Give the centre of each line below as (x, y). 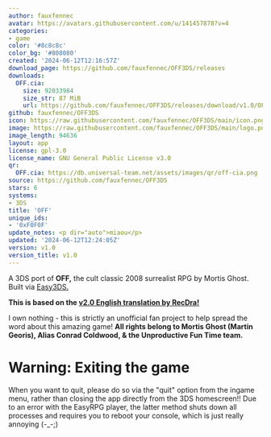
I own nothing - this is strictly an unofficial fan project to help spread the (128, 318)
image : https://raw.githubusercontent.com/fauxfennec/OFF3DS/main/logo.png (138, 128)
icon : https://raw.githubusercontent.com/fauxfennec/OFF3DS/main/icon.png (137, 121)
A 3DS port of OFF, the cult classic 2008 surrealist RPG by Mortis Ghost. (129, 278)
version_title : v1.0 (43, 255)
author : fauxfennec (41, 16)
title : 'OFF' (30, 210)
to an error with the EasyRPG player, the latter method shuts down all (123, 406)
